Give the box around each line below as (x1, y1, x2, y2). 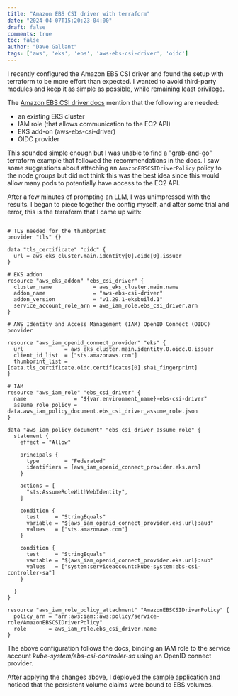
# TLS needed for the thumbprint (7, 227, 106, 234)
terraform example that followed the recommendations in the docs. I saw (7, 156, 220, 164)
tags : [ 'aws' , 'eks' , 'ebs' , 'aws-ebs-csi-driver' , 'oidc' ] (7, 50, 189, 58)
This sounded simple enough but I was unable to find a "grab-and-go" (7, 148, 212, 157)
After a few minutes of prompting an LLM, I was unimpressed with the (7, 192, 211, 201)
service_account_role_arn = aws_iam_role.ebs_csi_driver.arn (13, 302, 198, 309)
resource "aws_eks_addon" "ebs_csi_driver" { (7, 277, 144, 284)
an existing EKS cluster (17, 112, 85, 121)
